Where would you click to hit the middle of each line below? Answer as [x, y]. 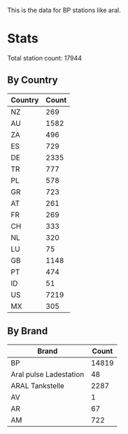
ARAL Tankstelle [38, 385]
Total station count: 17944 [45, 58]
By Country [33, 80]
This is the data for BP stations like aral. [64, 10]
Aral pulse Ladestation [48, 374]
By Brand [28, 331]
